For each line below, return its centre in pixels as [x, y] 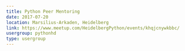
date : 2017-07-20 [27, 17]
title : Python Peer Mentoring [43, 11]
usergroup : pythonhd [31, 33]
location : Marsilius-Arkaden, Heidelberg [58, 22]
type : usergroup [26, 39]
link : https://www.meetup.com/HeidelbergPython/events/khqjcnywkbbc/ [93, 28]
